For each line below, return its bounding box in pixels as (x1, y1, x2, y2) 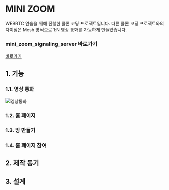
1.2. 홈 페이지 (5, 112, 36, 119)
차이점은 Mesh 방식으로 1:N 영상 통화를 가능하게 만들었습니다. (5, 26, 128, 33)
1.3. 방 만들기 (5, 127, 36, 134)
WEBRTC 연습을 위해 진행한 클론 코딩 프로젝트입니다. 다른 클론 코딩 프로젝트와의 (5, 20, 164, 26)
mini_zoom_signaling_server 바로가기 (5, 40, 98, 47)
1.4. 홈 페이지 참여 (5, 141, 47, 149)
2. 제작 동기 (5, 159, 39, 167)
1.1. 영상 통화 (5, 85, 34, 92)
